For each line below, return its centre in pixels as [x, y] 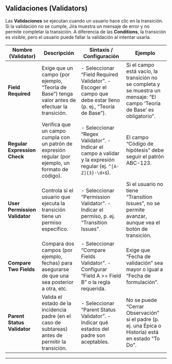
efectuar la [55, 106]
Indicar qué [95, 322]
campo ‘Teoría [143, 103]
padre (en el [56, 316]
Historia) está [142, 332]
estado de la [57, 303]
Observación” [143, 313]
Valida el [52, 297]
